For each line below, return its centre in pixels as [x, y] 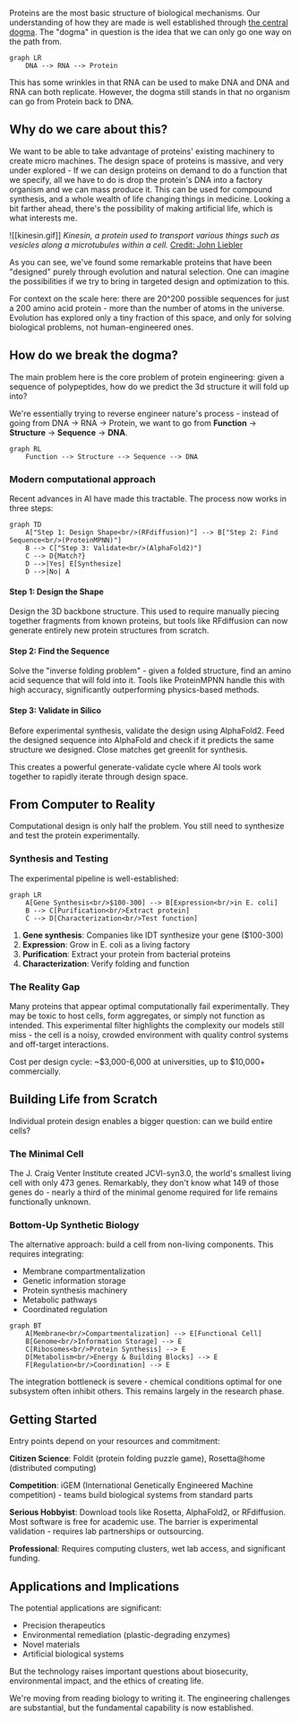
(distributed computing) [53, 1468]
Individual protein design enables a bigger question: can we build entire [141, 1121]
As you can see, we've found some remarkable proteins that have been [141, 262]
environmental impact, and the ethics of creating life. [107, 1681]
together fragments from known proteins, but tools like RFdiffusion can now [149, 621]
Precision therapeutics [64, 1625]
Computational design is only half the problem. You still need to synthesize [147, 826]
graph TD [26, 524]
